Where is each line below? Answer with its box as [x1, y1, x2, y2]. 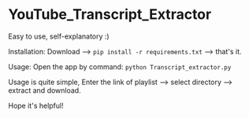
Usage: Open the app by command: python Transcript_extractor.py [8, 61, 232, 72]
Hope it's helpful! [8, 101, 65, 110]
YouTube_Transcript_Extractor [8, 6, 212, 24]
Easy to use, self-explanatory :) [8, 31, 110, 41]
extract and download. [8, 85, 81, 95]
